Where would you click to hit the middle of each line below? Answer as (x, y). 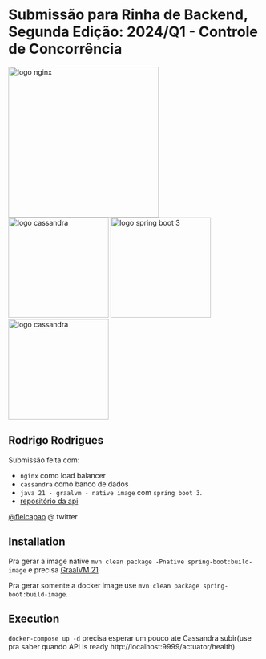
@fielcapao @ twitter (43, 516)
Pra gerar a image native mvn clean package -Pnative (97, 561)
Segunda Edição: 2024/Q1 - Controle (133, 32)
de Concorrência (65, 49)
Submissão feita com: (44, 460)
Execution (34, 618)
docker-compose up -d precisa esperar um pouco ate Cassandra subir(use (130, 638)
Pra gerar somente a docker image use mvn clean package (104, 585)
